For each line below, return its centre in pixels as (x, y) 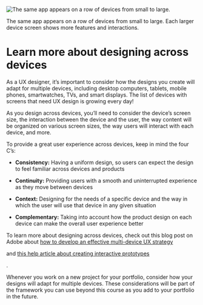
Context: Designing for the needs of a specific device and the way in (101, 199)
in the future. (22, 296)
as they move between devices (54, 187)
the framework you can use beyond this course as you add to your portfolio (101, 290)
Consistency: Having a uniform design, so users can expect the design (104, 162)
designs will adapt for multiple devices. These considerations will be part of (101, 283)
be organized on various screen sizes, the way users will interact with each (100, 126)
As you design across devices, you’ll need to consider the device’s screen (98, 113)
